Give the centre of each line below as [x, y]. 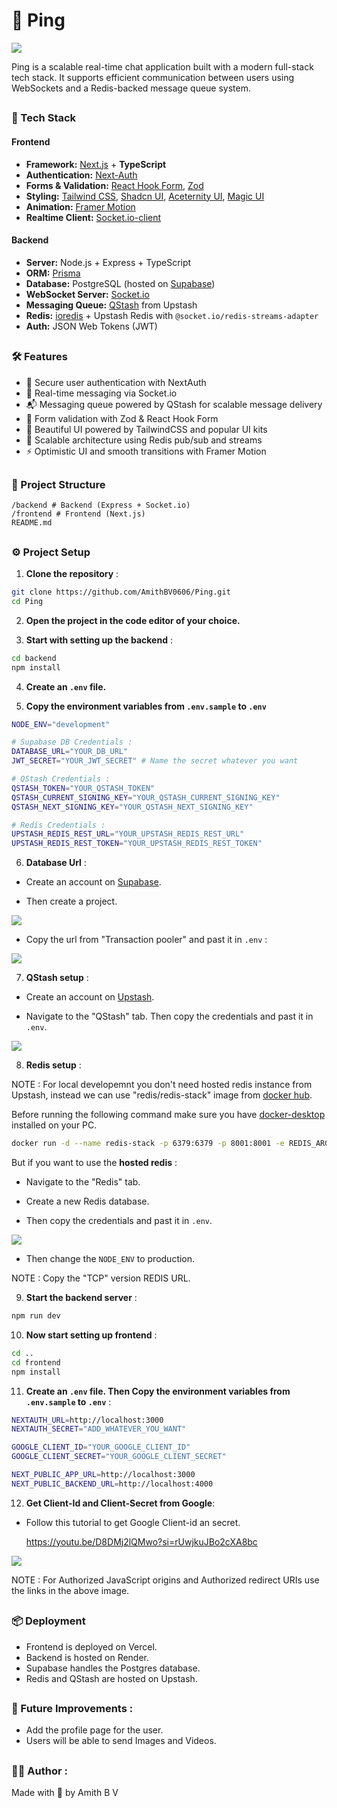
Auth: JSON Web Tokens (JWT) [91, 326]
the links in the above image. [70, 1590]
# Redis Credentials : [58, 825]
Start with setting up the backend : [99, 640]
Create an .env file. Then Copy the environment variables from [158, 1391]
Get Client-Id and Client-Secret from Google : [120, 1503]
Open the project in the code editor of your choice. [133, 620]
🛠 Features [39, 357]
